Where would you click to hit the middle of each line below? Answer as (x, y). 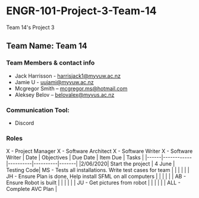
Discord (24, 123)
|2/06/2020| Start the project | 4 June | (127, 164)
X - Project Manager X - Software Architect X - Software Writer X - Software (99, 151)
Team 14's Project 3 (30, 27)
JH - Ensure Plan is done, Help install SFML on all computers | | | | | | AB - (96, 177)
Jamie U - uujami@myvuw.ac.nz (54, 82)
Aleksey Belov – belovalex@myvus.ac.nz (64, 95)
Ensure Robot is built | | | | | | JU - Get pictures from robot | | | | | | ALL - (94, 183)
